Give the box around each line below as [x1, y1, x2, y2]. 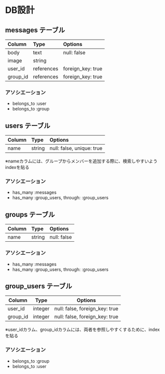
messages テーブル [5, 26, 65, 34]
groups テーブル [5, 210, 55, 218]
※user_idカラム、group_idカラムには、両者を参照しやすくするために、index [5, 326, 160, 332]
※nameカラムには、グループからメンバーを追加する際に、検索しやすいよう [5, 158, 158, 164]
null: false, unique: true [49, 145, 103, 152]
